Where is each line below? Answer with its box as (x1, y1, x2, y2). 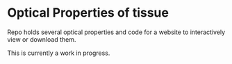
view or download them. (7, 35, 76, 43)
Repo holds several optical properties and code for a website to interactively (7, 28, 226, 36)
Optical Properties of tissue (7, 5, 169, 21)
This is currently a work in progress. (7, 49, 110, 57)
